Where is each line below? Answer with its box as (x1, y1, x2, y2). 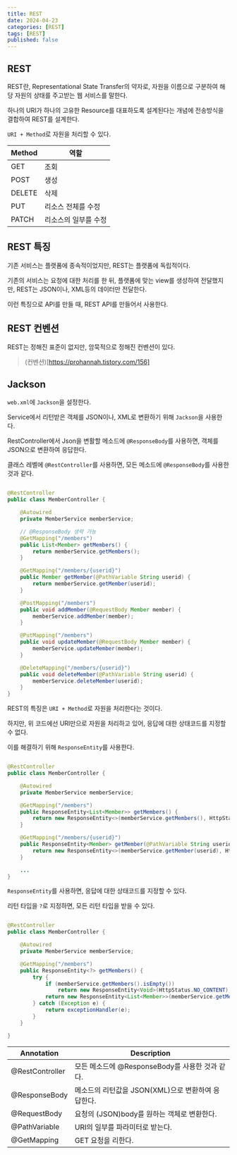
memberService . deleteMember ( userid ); (32, 678, 143, 685)
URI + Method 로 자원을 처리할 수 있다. (7, 130, 111, 138)
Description (130, 1048, 171, 1058)
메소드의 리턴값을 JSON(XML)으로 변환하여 (74, 1085, 212, 1095)
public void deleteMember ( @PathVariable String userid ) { (20, 671, 194, 678)
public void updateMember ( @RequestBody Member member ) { (20, 639, 191, 646)
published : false (7, 37, 59, 44)
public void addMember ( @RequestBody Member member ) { (20, 606, 181, 613)
